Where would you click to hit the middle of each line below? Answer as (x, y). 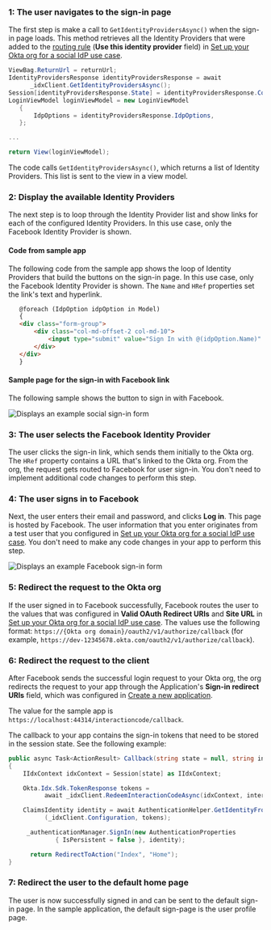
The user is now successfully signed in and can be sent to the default (124, 900)
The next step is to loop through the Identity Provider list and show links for (133, 215)
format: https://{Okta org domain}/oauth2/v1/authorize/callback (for (126, 631)
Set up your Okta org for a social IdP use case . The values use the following (134, 622)
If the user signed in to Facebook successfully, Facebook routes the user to (134, 605)
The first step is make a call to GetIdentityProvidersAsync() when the (124, 30)
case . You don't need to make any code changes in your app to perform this (135, 542)
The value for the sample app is (61, 711)
